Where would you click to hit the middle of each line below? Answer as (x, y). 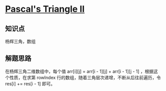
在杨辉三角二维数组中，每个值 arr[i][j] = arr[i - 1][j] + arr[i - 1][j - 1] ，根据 (79, 71)
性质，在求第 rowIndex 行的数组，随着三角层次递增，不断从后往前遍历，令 (85, 77)
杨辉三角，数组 (20, 41)
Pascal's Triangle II (45, 9)
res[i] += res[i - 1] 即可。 (30, 84)
